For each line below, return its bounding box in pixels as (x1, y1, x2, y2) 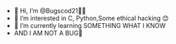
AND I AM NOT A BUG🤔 (13, 29, 83, 37)
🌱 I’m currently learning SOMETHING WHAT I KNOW (13, 22, 166, 29)
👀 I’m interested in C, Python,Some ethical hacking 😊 (13, 14, 169, 22)
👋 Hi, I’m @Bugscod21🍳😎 (13, 7, 87, 15)
